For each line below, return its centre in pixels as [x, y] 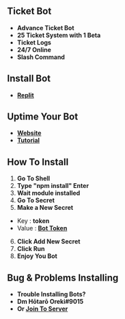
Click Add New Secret [48, 241]
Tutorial [28, 141]
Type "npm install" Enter [53, 186]
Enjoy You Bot [37, 256]
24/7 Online [34, 49]
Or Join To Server [42, 309]
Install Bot [29, 79]
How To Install [38, 162]
